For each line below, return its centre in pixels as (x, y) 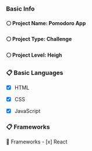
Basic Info (20, 9)
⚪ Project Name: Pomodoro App (46, 23)
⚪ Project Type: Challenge (39, 39)
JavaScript (27, 111)
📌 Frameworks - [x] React (37, 142)
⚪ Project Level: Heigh (34, 55)
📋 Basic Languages (35, 73)
